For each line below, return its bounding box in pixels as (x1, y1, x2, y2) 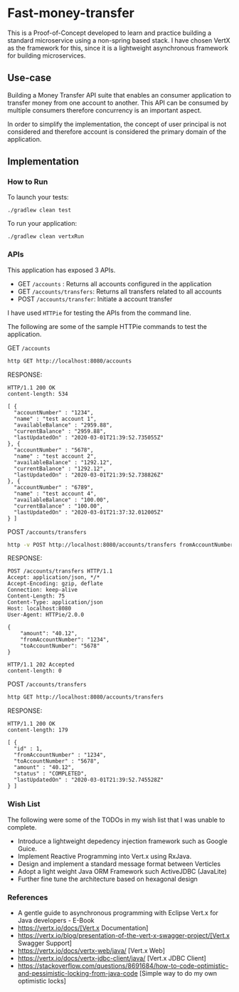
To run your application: (7, 219, 77, 228)
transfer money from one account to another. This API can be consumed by (7, 98, 229, 107)
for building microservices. (7, 51, 86, 60)
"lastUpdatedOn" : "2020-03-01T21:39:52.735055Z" (14, 434, 164, 441)
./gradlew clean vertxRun (7, 233, 84, 240)
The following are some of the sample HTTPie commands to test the (7, 322, 208, 330)
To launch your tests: (7, 193, 69, 202)
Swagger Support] (17, 939, 73, 947)
